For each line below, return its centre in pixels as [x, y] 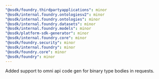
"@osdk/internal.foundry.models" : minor [48, 29]
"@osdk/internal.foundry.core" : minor [46, 38]
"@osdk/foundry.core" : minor [36, 52]
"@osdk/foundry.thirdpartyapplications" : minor [56, 10]
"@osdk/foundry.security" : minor [40, 43]
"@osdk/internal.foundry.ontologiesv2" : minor [55, 15]
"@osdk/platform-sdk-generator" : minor [47, 33]
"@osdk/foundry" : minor [30, 57]
